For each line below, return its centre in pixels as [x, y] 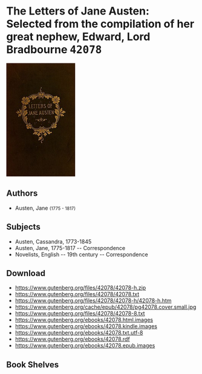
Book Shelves [33, 365]
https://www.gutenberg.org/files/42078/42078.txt [77, 294]
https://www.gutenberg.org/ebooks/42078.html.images [84, 320]
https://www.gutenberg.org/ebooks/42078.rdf [72, 339]
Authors [22, 194]
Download [26, 273]
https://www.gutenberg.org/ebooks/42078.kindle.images [86, 326]
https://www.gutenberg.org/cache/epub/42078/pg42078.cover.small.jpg [106, 307]
